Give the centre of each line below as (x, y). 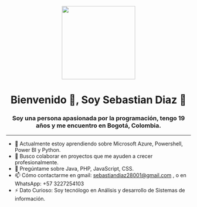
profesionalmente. (36, 162)
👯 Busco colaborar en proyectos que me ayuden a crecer (84, 156)
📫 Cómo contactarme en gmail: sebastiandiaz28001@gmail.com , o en (100, 175)
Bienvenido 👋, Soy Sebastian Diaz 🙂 (98, 100)
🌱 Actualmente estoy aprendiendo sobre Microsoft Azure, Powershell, (99, 144)
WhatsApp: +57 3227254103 (49, 184)
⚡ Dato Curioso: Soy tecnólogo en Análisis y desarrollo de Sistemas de (100, 191)
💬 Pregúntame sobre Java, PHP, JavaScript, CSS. (74, 169)
